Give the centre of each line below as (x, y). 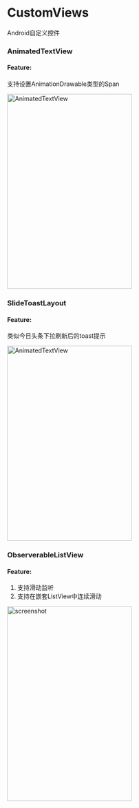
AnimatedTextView (40, 51)
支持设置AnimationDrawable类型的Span (63, 84)
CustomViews (48, 13)
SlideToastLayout (37, 303)
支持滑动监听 (35, 588)
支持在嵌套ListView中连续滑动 (59, 596)
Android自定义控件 (33, 33)
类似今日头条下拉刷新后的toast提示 (56, 336)
